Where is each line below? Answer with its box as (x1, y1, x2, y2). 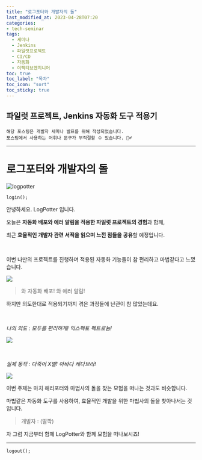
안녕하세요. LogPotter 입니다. (6, 205, 76, 213)
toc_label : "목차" (6, 76, 50, 82)
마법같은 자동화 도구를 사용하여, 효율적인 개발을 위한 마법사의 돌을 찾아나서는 (6, 397, 186, 404)
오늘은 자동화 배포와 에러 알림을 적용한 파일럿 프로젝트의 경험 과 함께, (6, 218, 165, 226)
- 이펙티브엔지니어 (11, 64, 50, 71)
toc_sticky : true (6, 87, 50, 93)
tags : (6, 31, 20, 37)
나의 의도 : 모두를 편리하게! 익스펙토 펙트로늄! (6, 325, 112, 332)
